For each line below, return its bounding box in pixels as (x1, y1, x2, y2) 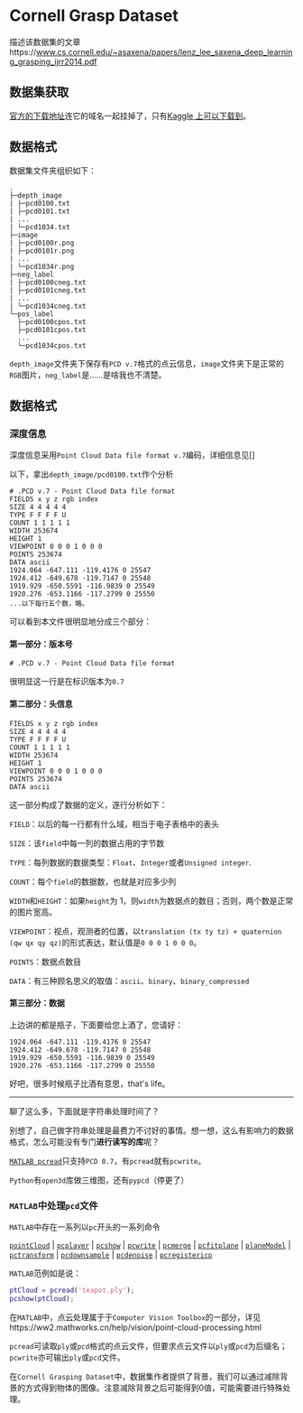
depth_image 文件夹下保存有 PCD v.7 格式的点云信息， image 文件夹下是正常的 (9, 358, 284, 368)
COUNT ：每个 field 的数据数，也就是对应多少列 (9, 876, 177, 887)
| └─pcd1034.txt (9, 222, 70, 231)
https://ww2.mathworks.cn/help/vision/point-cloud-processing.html (9, 1322, 262, 1333)
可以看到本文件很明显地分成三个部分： (9, 616, 151, 627)
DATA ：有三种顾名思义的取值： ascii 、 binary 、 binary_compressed (9, 975, 250, 986)
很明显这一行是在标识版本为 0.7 (9, 676, 124, 687)
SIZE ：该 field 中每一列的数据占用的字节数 (9, 837, 165, 849)
